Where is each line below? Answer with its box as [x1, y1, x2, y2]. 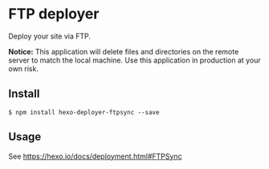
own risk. [8, 63, 39, 73]
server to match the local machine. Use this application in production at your [8, 55, 261, 65]
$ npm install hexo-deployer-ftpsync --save [8, 108, 160, 116]
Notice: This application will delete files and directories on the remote [8, 46, 239, 56]
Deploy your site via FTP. [8, 31, 91, 41]
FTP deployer [8, 5, 100, 23]
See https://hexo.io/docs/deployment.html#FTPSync [8, 151, 182, 161]
